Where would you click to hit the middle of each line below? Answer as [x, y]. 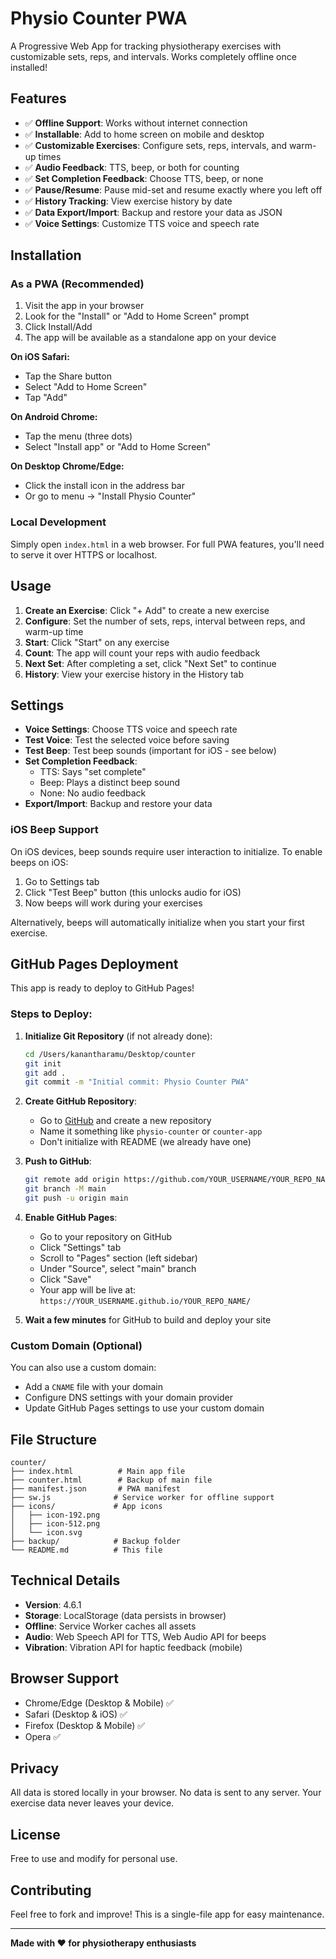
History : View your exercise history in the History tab [134, 674]
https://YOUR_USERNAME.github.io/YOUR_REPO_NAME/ [145, 1301]
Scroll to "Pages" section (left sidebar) [118, 1258]
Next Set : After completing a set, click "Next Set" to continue [150, 663]
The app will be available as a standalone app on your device [150, 338]
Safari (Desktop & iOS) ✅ [76, 1714]
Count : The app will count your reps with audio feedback [142, 653]
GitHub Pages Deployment [94, 964]
